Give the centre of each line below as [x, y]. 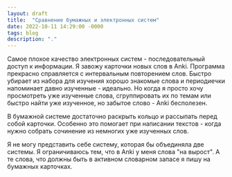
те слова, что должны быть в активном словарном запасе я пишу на [109, 159]
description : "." [32, 39]
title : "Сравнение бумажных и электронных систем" [83, 20]
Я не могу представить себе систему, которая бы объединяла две [106, 145]
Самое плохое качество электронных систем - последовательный [106, 59]
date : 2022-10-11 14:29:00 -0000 [55, 26]
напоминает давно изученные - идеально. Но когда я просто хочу [105, 88]
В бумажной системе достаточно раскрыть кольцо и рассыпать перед [113, 117]
